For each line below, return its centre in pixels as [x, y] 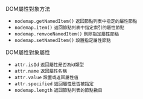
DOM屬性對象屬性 [28, 52]
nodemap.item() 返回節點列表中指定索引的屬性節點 [69, 28]
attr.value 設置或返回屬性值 [46, 77]
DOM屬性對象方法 [28, 9]
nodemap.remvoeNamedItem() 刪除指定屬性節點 [66, 34]
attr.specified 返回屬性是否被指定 [54, 84]
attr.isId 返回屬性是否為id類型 [49, 65]
